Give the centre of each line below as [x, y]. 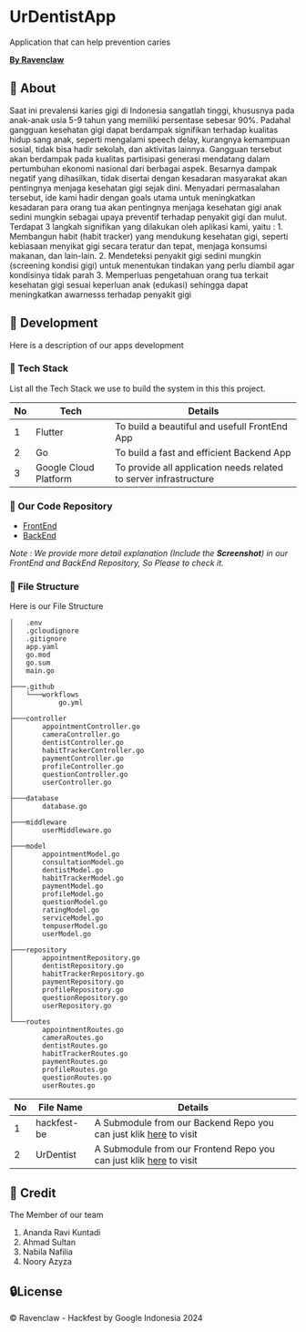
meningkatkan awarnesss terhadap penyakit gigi [101, 294]
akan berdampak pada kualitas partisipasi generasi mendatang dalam [140, 159]
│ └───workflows [44, 695]
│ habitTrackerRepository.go [77, 974]
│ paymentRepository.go [67, 982]
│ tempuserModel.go [58, 926]
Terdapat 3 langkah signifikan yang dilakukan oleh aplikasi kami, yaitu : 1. [147, 226]
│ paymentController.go [67, 759]
